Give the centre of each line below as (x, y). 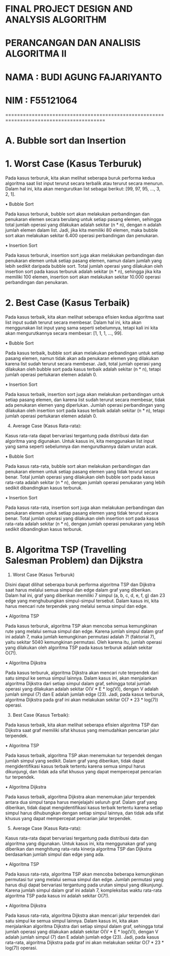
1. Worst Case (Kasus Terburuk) (74, 164)
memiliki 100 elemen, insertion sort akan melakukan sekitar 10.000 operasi (83, 277)
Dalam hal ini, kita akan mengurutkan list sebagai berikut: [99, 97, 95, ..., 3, (83, 188)
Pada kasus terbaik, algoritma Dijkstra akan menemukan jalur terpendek (80, 797)
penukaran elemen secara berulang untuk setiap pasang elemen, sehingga (83, 219)
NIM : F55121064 (41, 100)
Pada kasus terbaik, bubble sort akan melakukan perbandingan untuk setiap (85, 353)
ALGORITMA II (36, 54)
